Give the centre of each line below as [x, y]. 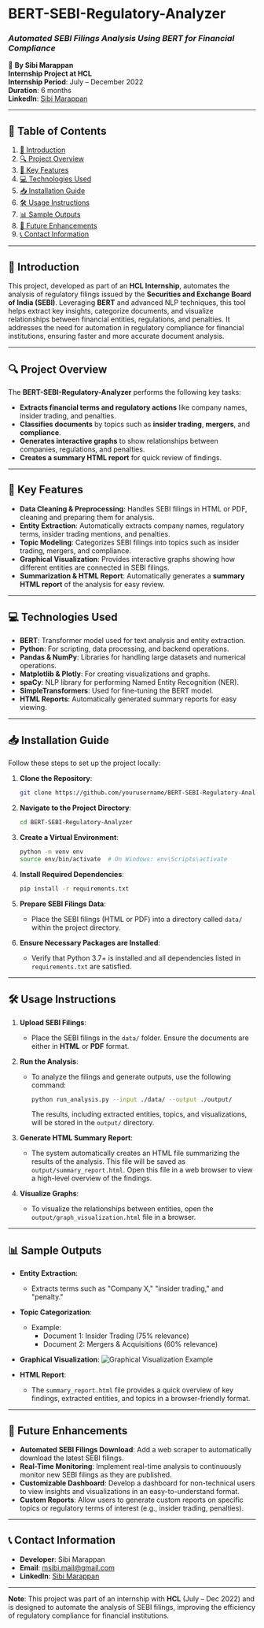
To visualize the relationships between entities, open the [122, 1209]
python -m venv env [51, 852]
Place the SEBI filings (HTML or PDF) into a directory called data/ [137, 919]
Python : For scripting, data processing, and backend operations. [124, 649]
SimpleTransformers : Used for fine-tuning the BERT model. [116, 690]
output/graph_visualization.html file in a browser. [114, 1217]
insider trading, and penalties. [68, 415]
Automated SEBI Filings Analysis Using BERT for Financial [121, 39]
